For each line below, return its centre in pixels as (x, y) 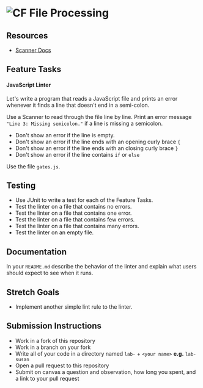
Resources (27, 36)
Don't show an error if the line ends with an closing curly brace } (97, 148)
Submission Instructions (54, 326)
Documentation (37, 252)
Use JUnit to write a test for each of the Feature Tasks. (84, 200)
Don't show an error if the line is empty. (65, 135)
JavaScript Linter (29, 85)
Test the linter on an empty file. (54, 232)
